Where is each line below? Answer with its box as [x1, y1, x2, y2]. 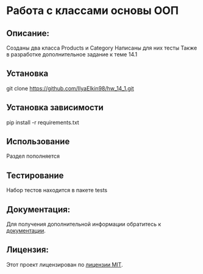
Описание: [6, 28, 50, 39]
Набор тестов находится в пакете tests [6, 187, 108, 194]
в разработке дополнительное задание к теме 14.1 [6, 51, 138, 58]
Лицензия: [6, 245, 49, 255]
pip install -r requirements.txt [6, 119, 79, 126]
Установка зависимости [6, 102, 104, 113]
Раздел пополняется [6, 152, 60, 160]
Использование [6, 136, 70, 147]
